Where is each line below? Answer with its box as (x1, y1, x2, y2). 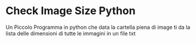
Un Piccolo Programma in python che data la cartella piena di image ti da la (5, 24, 191, 31)
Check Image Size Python (5, 4, 136, 18)
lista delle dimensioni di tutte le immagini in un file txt (5, 29, 136, 37)
